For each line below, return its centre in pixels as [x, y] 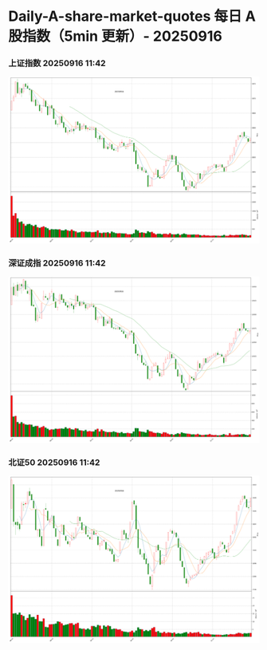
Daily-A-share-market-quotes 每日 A [132, 16]
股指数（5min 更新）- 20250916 [116, 36]
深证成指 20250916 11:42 [57, 262]
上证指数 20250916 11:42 [57, 63]
